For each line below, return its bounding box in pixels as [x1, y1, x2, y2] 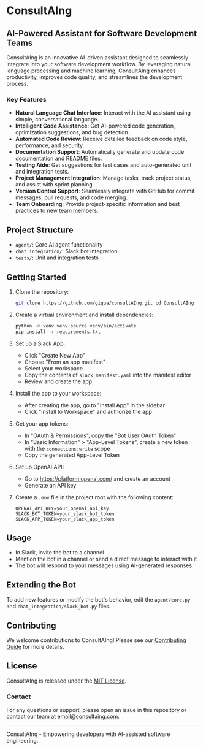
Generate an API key [24, 481, 77, 489]
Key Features [6, 95, 47, 104]
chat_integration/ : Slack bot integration [15, 248, 118, 255]
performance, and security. [15, 142, 85, 149]
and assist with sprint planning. [15, 181, 94, 188]
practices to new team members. [15, 207, 99, 215]
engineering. [6, 737, 39, 744]
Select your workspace [24, 364, 83, 372]
